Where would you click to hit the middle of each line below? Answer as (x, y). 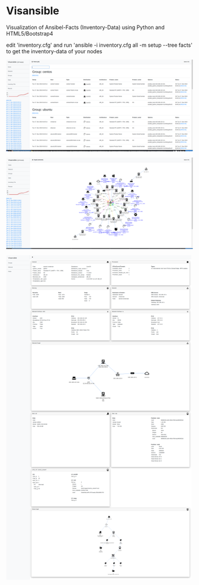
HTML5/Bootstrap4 (30, 33)
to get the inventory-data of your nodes (54, 51)
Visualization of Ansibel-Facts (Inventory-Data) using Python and (85, 27)
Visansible (33, 11)
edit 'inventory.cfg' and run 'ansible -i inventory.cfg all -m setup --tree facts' (99, 45)
